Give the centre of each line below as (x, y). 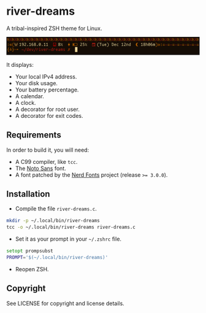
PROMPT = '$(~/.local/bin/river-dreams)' (57, 257)
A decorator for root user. (47, 109)
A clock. (25, 102)
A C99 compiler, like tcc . (46, 161)
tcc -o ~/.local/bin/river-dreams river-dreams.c (71, 227)
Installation (28, 194)
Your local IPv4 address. (46, 76)
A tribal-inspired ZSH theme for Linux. (54, 28)
